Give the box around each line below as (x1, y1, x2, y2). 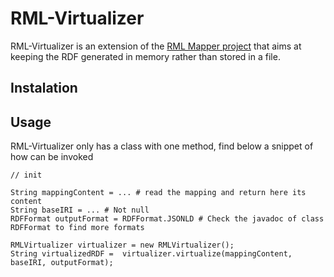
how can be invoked (10, 151, 94, 163)
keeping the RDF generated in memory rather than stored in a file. (10, 50, 281, 62)
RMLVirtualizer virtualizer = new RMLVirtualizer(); (10, 240, 235, 251)
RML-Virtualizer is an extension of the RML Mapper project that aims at (10, 40, 302, 52)
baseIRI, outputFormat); (10, 258, 114, 268)
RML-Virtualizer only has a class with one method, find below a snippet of (10, 140, 314, 152)
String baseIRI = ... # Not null (10, 205, 150, 216)
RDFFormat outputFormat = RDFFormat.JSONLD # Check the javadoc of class (10, 214, 325, 224)
